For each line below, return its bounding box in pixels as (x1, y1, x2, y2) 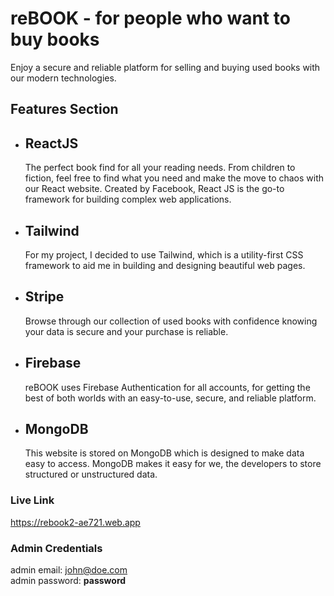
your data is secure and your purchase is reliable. (24, 325, 229, 337)
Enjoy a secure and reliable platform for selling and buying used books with (10, 61, 321, 73)
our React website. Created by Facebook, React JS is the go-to (24, 183, 285, 195)
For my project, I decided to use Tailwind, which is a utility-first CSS (24, 248, 304, 261)
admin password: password (10, 574, 127, 586)
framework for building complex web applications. (24, 193, 232, 206)
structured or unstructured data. (24, 468, 158, 481)
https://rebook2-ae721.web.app (10, 516, 141, 528)
